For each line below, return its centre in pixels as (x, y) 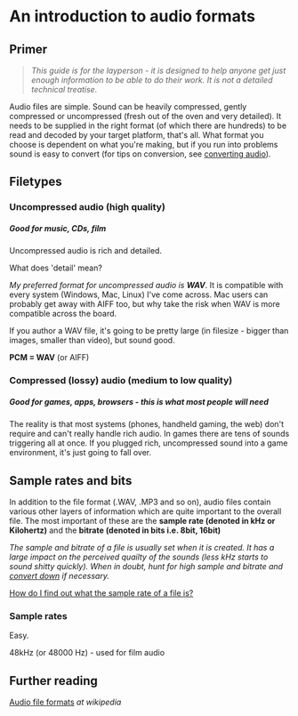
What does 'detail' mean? (56, 268)
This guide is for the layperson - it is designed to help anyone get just (158, 70)
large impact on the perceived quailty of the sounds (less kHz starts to (139, 557)
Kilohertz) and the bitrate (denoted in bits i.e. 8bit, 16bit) (115, 530)
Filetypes (36, 182)
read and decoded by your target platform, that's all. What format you (137, 135)
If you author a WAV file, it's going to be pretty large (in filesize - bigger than (149, 331)
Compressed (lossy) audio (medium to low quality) (121, 381)
